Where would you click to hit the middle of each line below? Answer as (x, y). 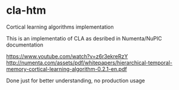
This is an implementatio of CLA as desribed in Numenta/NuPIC (84, 38)
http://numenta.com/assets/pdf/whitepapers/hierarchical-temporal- (89, 63)
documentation (25, 45)
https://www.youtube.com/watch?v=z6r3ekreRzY (67, 56)
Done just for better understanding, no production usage (75, 80)
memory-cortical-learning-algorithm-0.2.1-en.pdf (67, 69)
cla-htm (26, 10)
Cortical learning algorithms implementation (60, 27)
